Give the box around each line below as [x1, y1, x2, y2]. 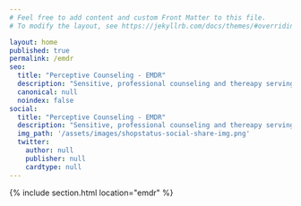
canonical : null [17, 87, 78, 97]
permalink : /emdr [9, 55, 74, 64]
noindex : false [17, 96, 74, 105]
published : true [9, 46, 70, 55]
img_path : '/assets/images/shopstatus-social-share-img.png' [17, 129, 251, 139]
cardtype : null [25, 162, 82, 171]
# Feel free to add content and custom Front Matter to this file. [9, 13, 267, 22]
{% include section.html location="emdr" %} [9, 187, 174, 198]
